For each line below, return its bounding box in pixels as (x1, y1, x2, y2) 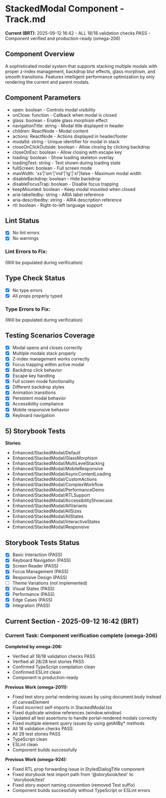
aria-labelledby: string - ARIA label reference (12, 192, 104, 198)
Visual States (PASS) (12, 586, 55, 592)
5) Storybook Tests (5, 427, 66, 435)
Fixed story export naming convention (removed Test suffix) (12, 782, 135, 788)
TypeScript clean (12, 736, 48, 742)
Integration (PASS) (12, 602, 51, 608)
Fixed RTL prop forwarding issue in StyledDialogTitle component (12, 766, 145, 772)
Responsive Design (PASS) (12, 574, 68, 580)
